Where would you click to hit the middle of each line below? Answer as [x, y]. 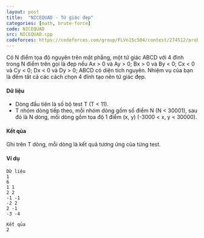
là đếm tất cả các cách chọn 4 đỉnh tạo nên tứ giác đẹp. [76, 77]
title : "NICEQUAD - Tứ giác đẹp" [50, 18]
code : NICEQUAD [25, 29]
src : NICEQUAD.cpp [29, 35]
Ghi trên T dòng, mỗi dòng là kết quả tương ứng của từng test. [83, 144]
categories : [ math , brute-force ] [49, 23]
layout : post [23, 12]
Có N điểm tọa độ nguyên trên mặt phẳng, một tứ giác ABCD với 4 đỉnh [95, 57]
